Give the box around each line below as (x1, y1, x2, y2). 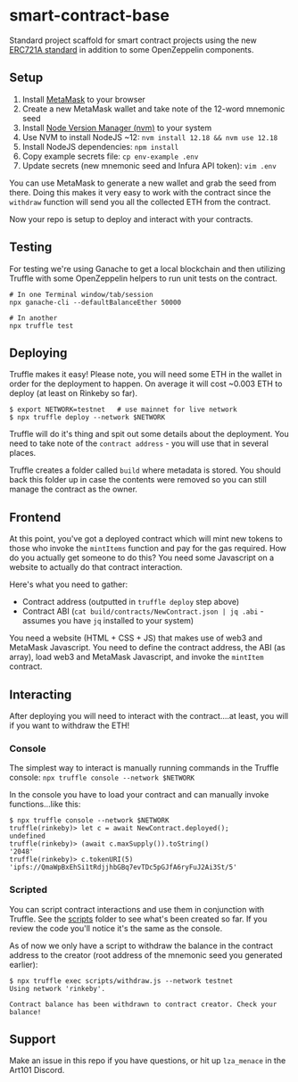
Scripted (9, 884, 47, 896)
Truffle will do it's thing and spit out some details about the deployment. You (9, 429, 289, 440)
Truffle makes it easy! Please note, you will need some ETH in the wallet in (9, 369, 283, 380)
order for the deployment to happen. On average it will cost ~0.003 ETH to (9, 378, 283, 389)
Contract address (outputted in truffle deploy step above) (21, 597, 240, 607)
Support (9, 1031, 56, 1046)
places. (9, 448, 37, 458)
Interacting (9, 687, 72, 702)
